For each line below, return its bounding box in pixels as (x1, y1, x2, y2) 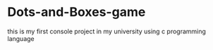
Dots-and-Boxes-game (7, 4, 146, 20)
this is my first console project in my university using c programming (7, 27, 207, 35)
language (7, 34, 35, 42)
